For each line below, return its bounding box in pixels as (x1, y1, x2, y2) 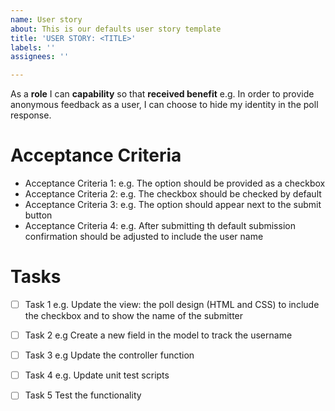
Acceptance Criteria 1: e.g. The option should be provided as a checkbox (24, 177, 326, 190)
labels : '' (10, 42, 56, 53)
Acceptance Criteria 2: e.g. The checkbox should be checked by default (24, 188, 322, 200)
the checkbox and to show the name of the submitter (24, 310, 244, 322)
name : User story (10, 14, 83, 25)
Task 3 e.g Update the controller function (24, 349, 195, 361)
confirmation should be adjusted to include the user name (24, 231, 264, 243)
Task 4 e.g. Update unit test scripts (24, 369, 170, 381)
